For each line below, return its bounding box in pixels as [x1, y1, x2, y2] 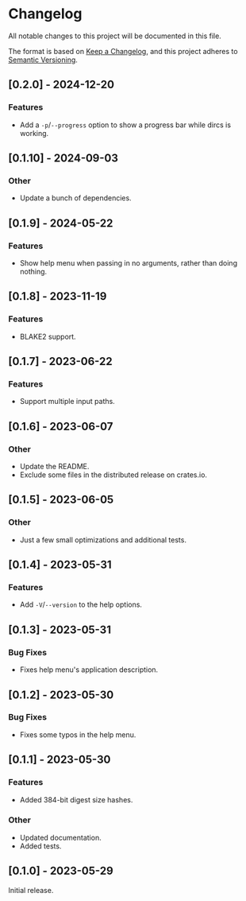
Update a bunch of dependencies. [19, 193, 133, 203]
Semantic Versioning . [8, 55, 78, 64]
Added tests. [19, 841, 62, 851]
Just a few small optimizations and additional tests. [19, 534, 186, 545]
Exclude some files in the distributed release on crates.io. [19, 470, 208, 480]
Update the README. [19, 462, 90, 472]
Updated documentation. [19, 833, 102, 842]
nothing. [19, 267, 48, 276]
